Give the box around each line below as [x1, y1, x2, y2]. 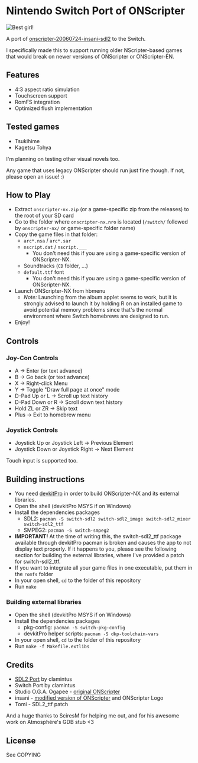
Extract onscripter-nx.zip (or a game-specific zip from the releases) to [14, 206, 189, 213]
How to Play [6, 190, 51, 200]
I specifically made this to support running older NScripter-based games [6, 46, 183, 54]
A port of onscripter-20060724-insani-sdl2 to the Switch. [6, 35, 146, 42]
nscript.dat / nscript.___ [23, 244, 87, 251]
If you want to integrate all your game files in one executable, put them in [14, 564, 193, 571]
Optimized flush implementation [14, 105, 93, 112]
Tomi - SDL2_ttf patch [14, 701, 69, 708]
